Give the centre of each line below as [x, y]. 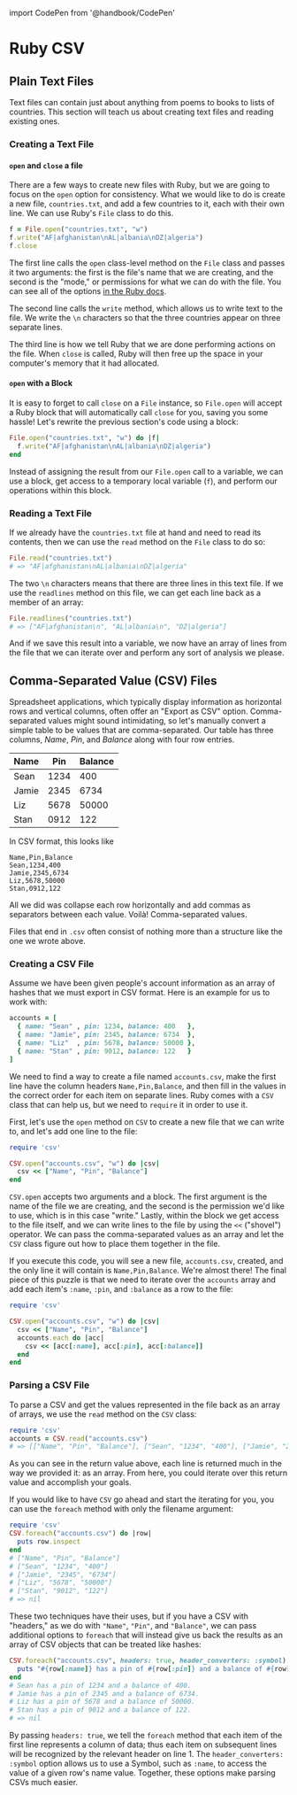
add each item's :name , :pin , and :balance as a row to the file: [121, 1289]
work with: [28, 1002]
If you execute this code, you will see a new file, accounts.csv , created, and [146, 1261]
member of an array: [46, 602]
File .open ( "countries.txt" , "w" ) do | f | [85, 437]
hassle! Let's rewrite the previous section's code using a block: [124, 422]
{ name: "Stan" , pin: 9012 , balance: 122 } [104, 1051]
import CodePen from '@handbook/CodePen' [92, 13]
